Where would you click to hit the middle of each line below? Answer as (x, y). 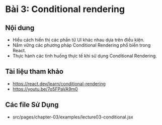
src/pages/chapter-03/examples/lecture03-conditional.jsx (73, 117)
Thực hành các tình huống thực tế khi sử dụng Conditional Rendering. (85, 56)
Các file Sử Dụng (32, 105)
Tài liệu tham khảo (34, 72)
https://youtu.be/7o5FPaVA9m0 (45, 89)
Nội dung (20, 28)
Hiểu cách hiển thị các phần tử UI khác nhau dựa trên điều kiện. (78, 40)
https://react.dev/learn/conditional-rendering (59, 83)
